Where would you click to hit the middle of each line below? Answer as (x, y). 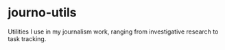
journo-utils (43, 13)
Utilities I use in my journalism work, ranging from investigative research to (113, 32)
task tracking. (27, 38)
